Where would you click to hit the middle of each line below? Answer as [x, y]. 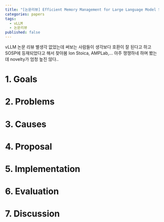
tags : [10, 19]
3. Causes [26, 124]
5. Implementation [43, 169]
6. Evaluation [32, 191]
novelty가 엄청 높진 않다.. [34, 59]
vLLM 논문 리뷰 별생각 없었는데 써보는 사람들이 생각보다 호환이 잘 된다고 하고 [78, 47]
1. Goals [21, 79]
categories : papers [25, 14]
